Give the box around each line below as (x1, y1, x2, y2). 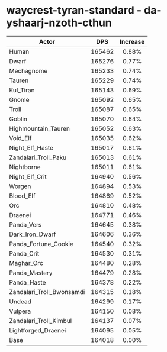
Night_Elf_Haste (9, 143, 54, 151)
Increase (119, 37, 145, 46)
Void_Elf (9, 134, 32, 142)
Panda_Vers (9, 220, 42, 228)
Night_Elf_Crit (9, 172, 47, 180)
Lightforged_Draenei (9, 326, 66, 334)
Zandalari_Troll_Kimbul (9, 317, 72, 325)
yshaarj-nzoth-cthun (6, 16, 113, 30)
